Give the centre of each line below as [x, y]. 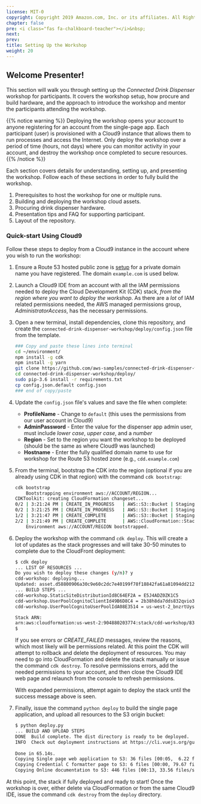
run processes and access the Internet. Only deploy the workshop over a [96, 139]
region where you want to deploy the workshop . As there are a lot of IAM [104, 297]
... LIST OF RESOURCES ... [48, 568]
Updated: [26, 584]
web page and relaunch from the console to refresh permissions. [95, 678]
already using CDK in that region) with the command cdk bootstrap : [98, 477]
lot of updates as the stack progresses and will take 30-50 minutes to [100, 544]
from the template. [38, 335]
